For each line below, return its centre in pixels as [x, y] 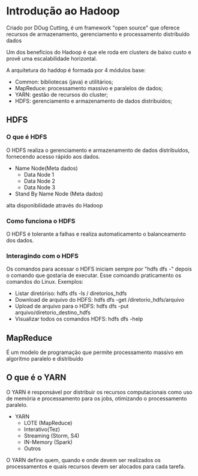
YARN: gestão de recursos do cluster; [61, 94]
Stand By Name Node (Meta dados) [59, 194]
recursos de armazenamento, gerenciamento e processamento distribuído [98, 34]
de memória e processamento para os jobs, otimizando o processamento [97, 398]
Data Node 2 [40, 181]
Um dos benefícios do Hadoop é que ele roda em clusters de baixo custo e [99, 52]
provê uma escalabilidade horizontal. [52, 58]
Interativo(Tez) [42, 429]
